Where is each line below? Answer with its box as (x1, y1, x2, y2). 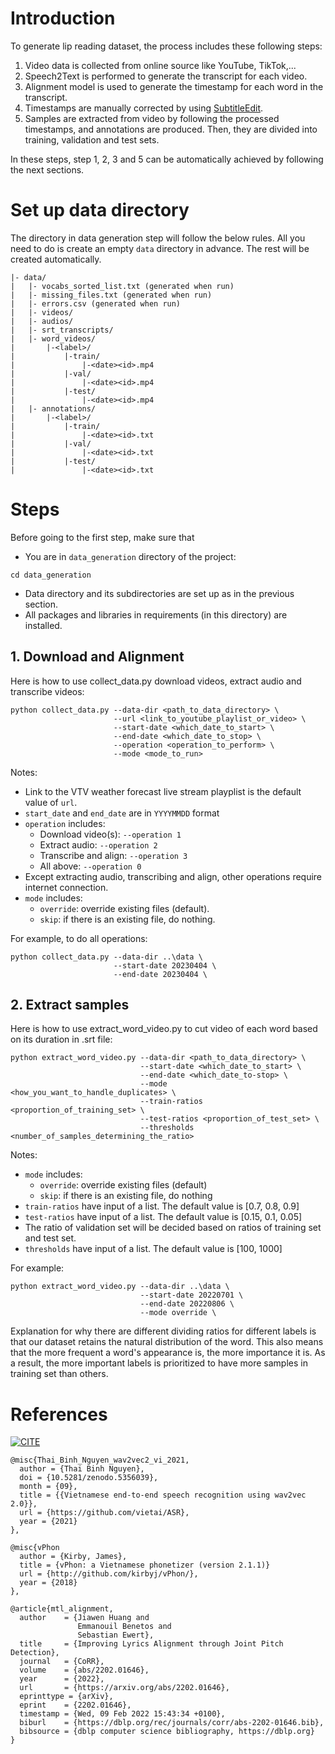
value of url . (24, 796, 78, 808)
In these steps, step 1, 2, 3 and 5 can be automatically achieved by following (10, 153, 324, 165)
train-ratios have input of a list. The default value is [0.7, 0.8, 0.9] (24, 1200, 300, 1212)
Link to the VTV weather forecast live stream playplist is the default (24, 785, 302, 797)
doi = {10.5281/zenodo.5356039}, (19, 1473, 159, 1483)
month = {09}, (19, 1482, 78, 1492)
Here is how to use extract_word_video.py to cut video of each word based (10, 1023, 318, 1035)
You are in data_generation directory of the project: (24, 550, 237, 562)
